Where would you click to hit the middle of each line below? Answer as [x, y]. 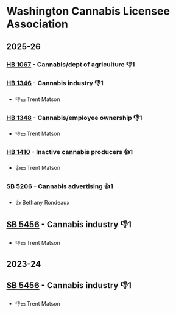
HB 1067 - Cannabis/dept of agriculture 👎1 [71, 64]
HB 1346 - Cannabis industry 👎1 [55, 83]
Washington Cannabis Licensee [88, 11]
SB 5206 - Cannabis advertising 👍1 [60, 186]
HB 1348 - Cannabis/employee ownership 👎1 [74, 118]
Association [37, 24]
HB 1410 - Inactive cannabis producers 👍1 [69, 152]
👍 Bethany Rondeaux [42, 202]
